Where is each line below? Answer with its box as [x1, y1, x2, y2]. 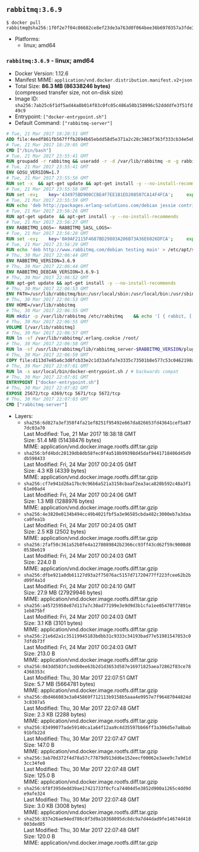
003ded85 [23, 821, 46, 827]
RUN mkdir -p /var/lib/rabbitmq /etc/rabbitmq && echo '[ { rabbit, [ [6, 313, 192, 319]
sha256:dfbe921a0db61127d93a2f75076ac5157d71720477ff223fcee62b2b [23, 572, 191, 578]
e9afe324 [23, 791, 46, 797]
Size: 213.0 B [23, 650, 55, 657]
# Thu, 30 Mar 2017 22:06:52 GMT [6, 274, 89, 281]
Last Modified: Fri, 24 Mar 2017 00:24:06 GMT [23, 491, 137, 498]
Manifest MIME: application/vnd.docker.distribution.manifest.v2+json [14, 76, 192, 83]
